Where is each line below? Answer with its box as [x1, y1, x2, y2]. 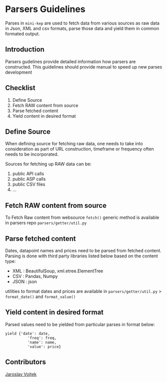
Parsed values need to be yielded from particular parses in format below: [5, 321, 156, 327]
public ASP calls [12, 176, 46, 182]
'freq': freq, [27, 335, 57, 340]
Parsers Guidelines [5, 4, 86, 15]
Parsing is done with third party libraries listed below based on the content [5, 253, 158, 259]
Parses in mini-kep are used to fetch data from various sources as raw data [5, 20, 160, 26]
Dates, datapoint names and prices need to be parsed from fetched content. [5, 248, 162, 253]
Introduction [5, 45, 45, 54]
